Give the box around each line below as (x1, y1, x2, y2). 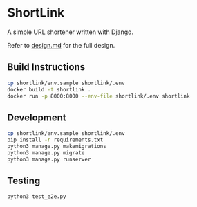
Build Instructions (7, 61, 86, 73)
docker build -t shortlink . (7, 86, 91, 93)
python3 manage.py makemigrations (7, 143, 107, 150)
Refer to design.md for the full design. (7, 41, 115, 49)
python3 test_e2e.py (7, 193, 67, 200)
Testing (7, 174, 41, 186)
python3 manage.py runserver (7, 156, 91, 163)
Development (7, 111, 67, 123)
